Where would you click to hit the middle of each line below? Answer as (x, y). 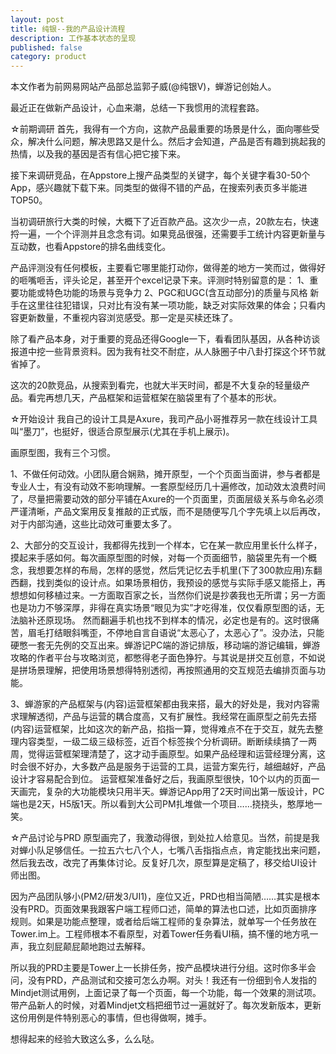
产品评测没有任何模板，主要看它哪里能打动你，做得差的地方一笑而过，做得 (163, 268)
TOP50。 (29, 200)
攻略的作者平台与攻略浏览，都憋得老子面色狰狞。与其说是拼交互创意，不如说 (168, 658)
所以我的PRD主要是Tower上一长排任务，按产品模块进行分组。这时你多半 (159, 968)
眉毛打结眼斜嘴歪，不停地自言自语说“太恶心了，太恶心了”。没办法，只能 (176, 633)
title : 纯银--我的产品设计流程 (68, 29)
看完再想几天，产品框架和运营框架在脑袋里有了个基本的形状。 (154, 398)
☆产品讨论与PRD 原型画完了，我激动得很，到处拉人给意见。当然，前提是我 (165, 838)
